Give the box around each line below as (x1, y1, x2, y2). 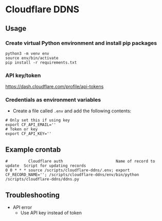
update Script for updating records (5, 163, 86, 169)
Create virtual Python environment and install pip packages (5, 39, 157, 47)
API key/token (5, 72, 41, 79)
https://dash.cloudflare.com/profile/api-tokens (5, 84, 104, 90)
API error (12, 204, 32, 211)
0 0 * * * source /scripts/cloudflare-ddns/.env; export (5, 168, 130, 173)
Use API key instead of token (20, 210, 82, 216)
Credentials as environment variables (5, 96, 101, 104)
